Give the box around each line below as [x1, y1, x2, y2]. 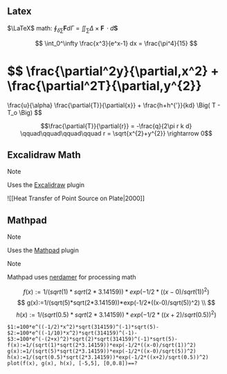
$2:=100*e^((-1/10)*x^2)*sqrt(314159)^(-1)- [7, 330, 138, 337]
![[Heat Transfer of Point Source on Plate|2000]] [7, 194, 145, 203]
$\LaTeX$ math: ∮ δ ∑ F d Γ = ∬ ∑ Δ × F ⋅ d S [7, 24, 118, 34]
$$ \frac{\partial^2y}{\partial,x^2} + [7, 63, 219, 79]
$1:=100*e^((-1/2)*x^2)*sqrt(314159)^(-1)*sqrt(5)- [7, 323, 159, 331]
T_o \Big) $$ [7, 108, 43, 116]
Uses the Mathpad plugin [7, 246, 80, 255]
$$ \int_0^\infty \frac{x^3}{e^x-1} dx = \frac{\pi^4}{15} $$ [35, 39, 198, 47]
